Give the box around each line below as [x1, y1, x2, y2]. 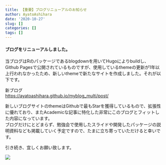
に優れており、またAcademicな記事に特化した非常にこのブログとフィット [5, 110, 156, 115]
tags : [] [5, 30, 23, 35]
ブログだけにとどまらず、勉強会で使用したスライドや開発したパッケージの [5, 122, 157, 128]
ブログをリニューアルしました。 [5, 46, 70, 52]
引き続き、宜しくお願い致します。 [5, 145, 74, 151]
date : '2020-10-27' [5, 16, 46, 21]
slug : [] [5, 21, 23, 26]
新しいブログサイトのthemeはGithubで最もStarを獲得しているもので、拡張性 [5, 103, 161, 109]
